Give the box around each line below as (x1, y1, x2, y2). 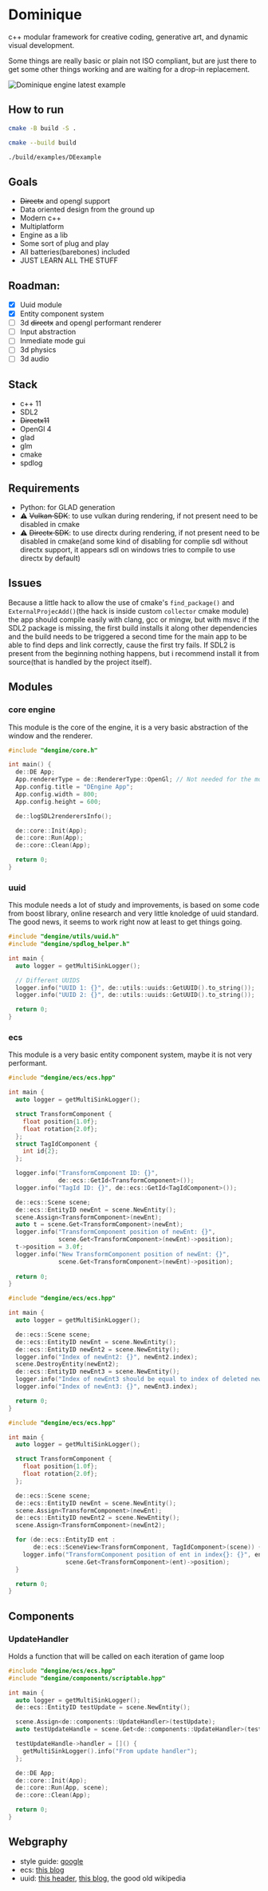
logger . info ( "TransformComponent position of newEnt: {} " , (15, 1228, 216, 1236)
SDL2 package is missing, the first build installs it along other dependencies (8, 623, 258, 632)
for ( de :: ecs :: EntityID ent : (15, 1536, 116, 1544)
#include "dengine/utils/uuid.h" (8, 932, 120, 941)
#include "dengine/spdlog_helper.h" (8, 940, 130, 948)
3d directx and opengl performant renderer (19, 318, 162, 328)
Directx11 (19, 416, 50, 425)
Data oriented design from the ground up (19, 205, 155, 215)
